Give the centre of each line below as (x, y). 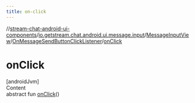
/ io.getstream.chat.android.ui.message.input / (92, 35)
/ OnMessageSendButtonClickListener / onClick (66, 41)
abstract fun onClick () (33, 94)
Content (16, 88)
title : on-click (26, 12)
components (22, 35)
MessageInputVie (168, 35)
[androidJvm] (23, 81)
